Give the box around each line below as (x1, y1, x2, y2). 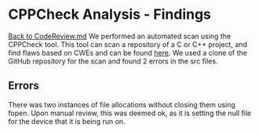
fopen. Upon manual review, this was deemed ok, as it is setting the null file (8, 108, 252, 118)
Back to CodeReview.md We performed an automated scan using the (8, 31, 232, 41)
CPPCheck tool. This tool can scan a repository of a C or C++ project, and (8, 39, 247, 49)
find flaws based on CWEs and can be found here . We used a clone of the (8, 48, 247, 57)
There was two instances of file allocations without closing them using (8, 100, 235, 109)
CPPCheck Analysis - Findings (8, 5, 212, 24)
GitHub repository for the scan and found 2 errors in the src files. (8, 56, 218, 66)
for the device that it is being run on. (8, 116, 126, 126)
